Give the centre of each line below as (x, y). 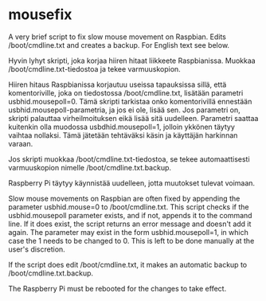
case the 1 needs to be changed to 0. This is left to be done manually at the (131, 240)
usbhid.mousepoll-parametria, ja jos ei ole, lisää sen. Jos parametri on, (124, 110)
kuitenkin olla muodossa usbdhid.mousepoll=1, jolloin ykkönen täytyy (121, 127)
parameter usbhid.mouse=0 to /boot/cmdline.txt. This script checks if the (129, 207)
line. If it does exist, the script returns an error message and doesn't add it (130, 224)
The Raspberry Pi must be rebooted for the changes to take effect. (117, 288)
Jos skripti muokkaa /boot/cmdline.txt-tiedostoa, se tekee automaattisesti (129, 159)
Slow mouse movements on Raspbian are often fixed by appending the (124, 198)
